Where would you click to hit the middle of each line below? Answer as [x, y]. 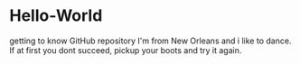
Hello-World [56, 16]
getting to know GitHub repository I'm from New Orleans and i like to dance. [150, 41]
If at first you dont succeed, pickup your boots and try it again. [126, 50]
